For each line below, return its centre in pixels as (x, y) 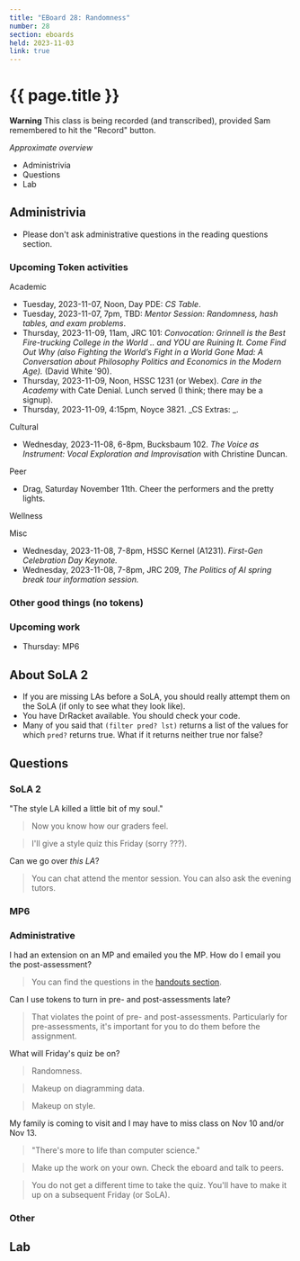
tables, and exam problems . (74, 323)
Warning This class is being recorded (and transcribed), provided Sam (140, 121)
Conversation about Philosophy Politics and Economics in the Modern (152, 362)
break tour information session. (80, 580)
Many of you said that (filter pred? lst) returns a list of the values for (155, 725)
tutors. (44, 887)
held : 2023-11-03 (42, 43)
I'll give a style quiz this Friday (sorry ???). (109, 843)
